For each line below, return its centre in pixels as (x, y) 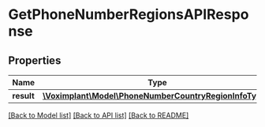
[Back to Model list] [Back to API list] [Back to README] (99, 115)
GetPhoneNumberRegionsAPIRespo (129, 15)
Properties (35, 60)
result (24, 96)
